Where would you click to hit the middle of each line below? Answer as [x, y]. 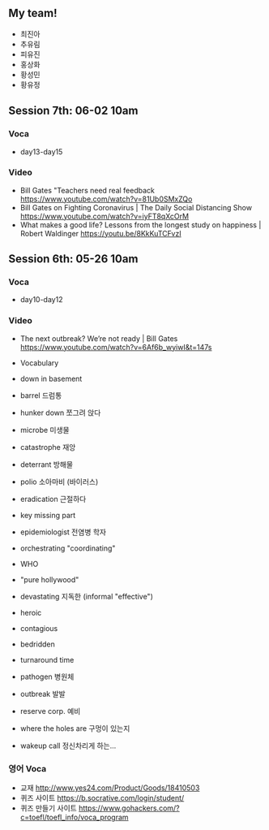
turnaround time [47, 659]
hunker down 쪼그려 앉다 [60, 413]
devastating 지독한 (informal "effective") [87, 596]
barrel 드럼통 [41, 395]
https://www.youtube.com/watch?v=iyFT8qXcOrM [104, 216]
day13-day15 [41, 151]
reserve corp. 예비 [50, 711]
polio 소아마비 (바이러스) [59, 482]
